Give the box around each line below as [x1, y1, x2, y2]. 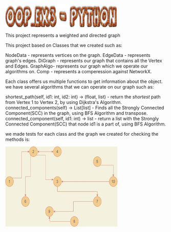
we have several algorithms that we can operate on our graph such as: [5, 84, 154, 90]
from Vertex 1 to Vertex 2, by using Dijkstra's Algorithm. [5, 99, 122, 105]
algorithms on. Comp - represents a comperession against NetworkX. [5, 69, 152, 74]
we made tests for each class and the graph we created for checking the [5, 131, 159, 137]
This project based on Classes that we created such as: [5, 43, 123, 48]
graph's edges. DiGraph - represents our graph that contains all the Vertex [5, 58, 162, 64]
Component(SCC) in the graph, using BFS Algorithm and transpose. [5, 110, 148, 116]
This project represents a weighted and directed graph [5, 32, 120, 38]
